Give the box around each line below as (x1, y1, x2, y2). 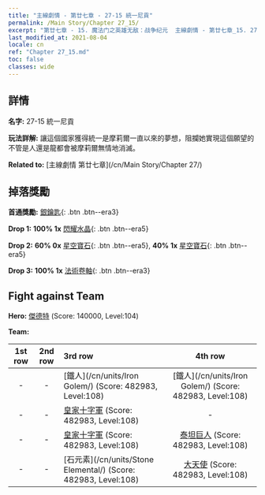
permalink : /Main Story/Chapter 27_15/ (8, 19, 140, 27)
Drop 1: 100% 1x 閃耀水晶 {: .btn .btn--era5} (8, 224, 149, 233)
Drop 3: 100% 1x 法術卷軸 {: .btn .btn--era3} (8, 266, 151, 276)
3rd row (63, 351, 94, 362)
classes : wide (8, 63, 55, 71)
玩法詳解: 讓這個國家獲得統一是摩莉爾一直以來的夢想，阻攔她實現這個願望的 (8, 133, 255, 143)
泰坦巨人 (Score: (180, 430, 241, 441)
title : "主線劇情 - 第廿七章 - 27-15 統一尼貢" (8, 11, 154, 20)
